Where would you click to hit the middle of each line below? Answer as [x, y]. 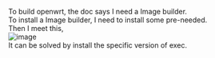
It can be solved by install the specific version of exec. [98, 45]
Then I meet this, [36, 28]
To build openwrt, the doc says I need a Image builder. [98, 12]
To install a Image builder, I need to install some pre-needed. [108, 20]
